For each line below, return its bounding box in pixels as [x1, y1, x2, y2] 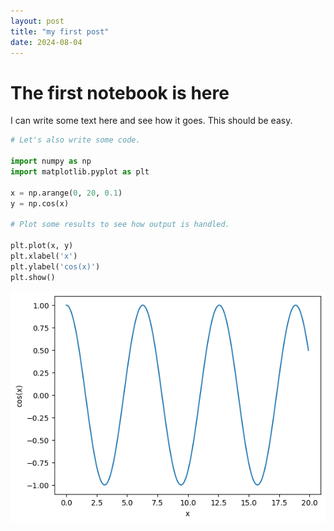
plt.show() [10, 272, 56, 282]
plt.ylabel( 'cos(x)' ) [10, 261, 101, 272]
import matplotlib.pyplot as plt [10, 166, 150, 177]
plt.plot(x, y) [10, 241, 74, 251]
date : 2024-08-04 [10, 37, 83, 47]
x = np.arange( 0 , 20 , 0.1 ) [10, 188, 123, 198]
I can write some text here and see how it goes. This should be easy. [10, 115, 293, 127]
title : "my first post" [10, 26, 110, 37]
